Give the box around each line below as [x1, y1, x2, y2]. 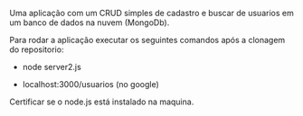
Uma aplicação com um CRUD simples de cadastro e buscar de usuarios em [9, 8, 294, 18]
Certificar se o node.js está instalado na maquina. [9, 96, 194, 107]
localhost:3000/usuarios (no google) [22, 79, 160, 89]
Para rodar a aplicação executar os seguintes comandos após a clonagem [9, 35, 286, 45]
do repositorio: [9, 44, 64, 55]
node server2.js [22, 62, 81, 72]
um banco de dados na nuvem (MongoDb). [9, 17, 170, 28]
